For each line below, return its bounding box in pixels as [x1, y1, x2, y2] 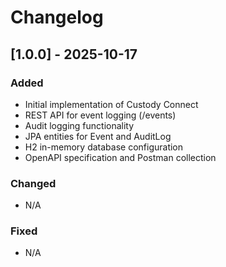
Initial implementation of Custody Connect [24, 98, 199, 110]
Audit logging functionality [24, 119, 135, 131]
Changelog [10, 6, 104, 29]
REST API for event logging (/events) [24, 109, 177, 121]
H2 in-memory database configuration [24, 141, 184, 153]
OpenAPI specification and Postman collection [24, 151, 217, 163]
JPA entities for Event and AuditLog [24, 130, 172, 142]
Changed [10, 176, 57, 190]
